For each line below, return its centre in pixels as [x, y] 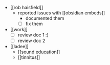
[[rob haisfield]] [27, 7]
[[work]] [19, 30]
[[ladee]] [19, 47]
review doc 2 [31, 41]
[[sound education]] [39, 52]
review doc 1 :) [33, 35]
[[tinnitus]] [29, 57]
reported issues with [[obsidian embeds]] [61, 13]
